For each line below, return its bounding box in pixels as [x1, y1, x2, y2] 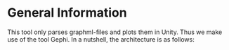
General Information [7, 5, 128, 21]
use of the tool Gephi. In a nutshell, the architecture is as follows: [7, 35, 195, 43]
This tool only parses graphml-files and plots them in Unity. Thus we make [7, 28, 223, 36]
